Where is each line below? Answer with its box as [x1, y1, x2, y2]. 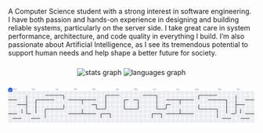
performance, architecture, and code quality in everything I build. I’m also [8, 31, 245, 41]
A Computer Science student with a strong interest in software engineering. [8, 7, 252, 16]
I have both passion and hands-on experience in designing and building [8, 15, 240, 24]
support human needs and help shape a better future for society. [8, 49, 218, 57]
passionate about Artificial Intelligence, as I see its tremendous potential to [8, 40, 249, 49]
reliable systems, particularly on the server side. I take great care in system [8, 23, 250, 32]
